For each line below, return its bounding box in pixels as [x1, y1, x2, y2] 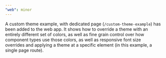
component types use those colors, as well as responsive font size [5, 37, 141, 43]
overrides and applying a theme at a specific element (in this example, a [5, 42, 152, 48]
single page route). [5, 47, 44, 53]
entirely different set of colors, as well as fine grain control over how [5, 31, 145, 37]
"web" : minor [5, 7, 32, 12]
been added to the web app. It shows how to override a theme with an [5, 26, 148, 32]
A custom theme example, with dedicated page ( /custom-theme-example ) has [5, 21, 161, 27]
